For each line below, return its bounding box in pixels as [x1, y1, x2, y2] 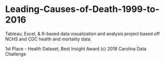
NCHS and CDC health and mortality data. [5, 36, 91, 42]
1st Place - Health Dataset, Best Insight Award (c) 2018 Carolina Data [5, 45, 146, 51]
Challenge [5, 51, 26, 57]
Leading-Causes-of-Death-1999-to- [5, 3, 160, 15]
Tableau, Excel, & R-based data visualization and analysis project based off [5, 30, 160, 36]
